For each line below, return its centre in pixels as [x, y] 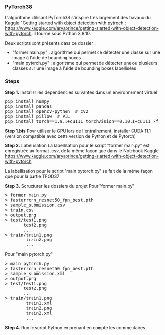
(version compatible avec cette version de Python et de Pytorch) [71, 136]
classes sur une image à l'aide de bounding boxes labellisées [74, 68]
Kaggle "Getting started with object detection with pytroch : [66, 23]
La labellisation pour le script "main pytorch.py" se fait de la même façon [79, 171]
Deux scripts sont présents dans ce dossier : [50, 43]
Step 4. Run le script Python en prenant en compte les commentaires [75, 327]
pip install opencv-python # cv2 [47, 111]
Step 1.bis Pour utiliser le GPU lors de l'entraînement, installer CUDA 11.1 [78, 131]
